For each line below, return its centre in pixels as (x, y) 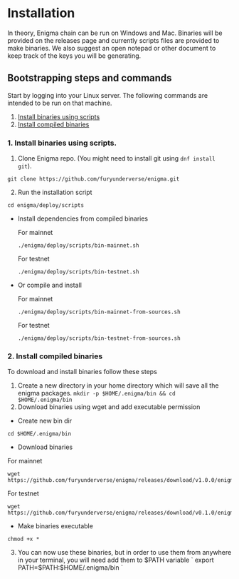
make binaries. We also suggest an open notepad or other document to (112, 48)
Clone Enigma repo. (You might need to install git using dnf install (116, 158)
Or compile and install (49, 285)
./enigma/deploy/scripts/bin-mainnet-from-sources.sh (99, 312)
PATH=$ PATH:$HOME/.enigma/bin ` (70, 568)
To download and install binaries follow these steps (83, 372)
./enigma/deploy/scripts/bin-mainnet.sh (78, 246)
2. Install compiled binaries (55, 356)
